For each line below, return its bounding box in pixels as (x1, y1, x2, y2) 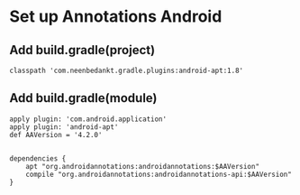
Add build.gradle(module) (9, 90, 158, 106)
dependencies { (9, 153, 67, 163)
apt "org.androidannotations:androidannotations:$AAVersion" (25, 162, 259, 171)
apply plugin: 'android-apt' (9, 122, 119, 132)
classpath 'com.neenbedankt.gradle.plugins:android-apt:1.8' (9, 66, 244, 75)
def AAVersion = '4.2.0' (9, 130, 103, 139)
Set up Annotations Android (9, 6, 223, 27)
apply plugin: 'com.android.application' (9, 115, 168, 124)
